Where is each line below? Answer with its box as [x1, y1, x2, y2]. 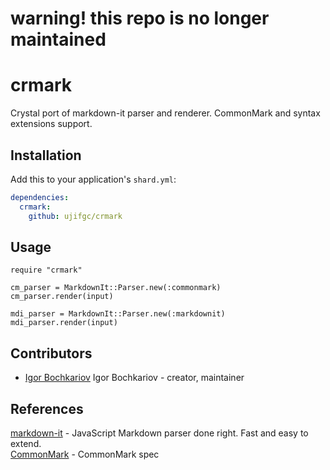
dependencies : [10, 192, 70, 202]
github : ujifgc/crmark [28, 211, 123, 221]
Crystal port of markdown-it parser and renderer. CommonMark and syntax [10, 107, 321, 119]
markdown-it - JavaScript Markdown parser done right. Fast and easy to [10, 427, 309, 439]
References [10, 400, 84, 417]
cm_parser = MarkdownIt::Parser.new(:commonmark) [10, 283, 222, 293]
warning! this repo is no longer [10, 7, 270, 30]
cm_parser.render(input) [10, 292, 114, 302]
